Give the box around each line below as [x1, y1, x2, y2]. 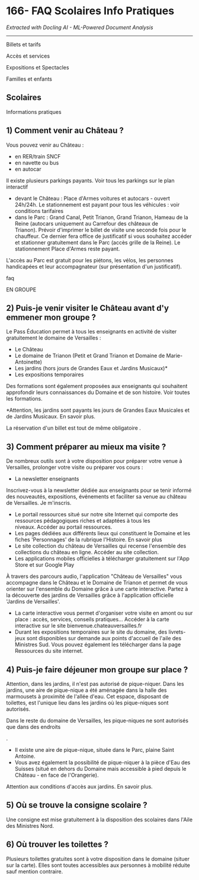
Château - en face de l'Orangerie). [14, 771, 99, 779]
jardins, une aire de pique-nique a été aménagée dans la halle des [6, 687, 167, 694]
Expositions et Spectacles [6, 63, 69, 71]
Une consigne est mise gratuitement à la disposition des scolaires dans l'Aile [6, 816, 193, 823]
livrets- [168, 628, 186, 636]
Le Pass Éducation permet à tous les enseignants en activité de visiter [6, 328, 177, 335]
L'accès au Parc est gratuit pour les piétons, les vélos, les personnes [6, 256, 174, 263]
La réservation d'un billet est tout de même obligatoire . [6, 424, 141, 431]
